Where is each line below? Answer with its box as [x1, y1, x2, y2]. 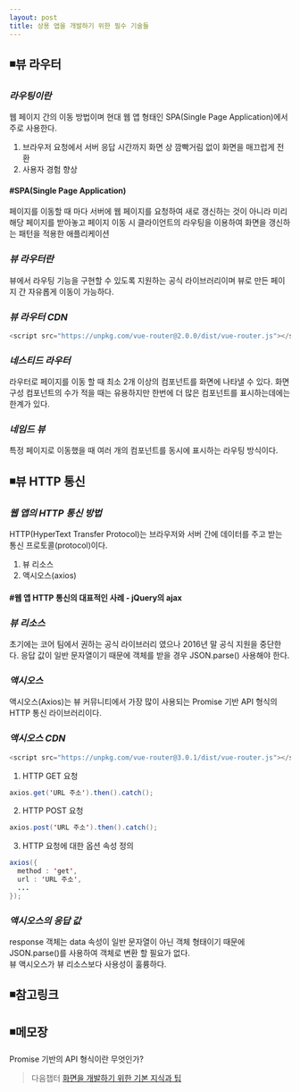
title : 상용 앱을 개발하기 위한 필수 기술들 [9, 21, 150, 30]
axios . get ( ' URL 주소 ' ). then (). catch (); [9, 788, 154, 797]
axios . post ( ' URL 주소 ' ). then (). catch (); [9, 823, 158, 832]
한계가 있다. [9, 399, 51, 409]
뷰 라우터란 [9, 253, 54, 265]
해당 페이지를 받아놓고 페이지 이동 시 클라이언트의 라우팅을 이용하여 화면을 [9, 217, 267, 228]
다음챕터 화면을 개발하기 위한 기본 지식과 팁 [30, 1073, 182, 1084]
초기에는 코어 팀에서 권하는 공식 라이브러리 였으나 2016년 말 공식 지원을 [9, 639, 258, 650]
